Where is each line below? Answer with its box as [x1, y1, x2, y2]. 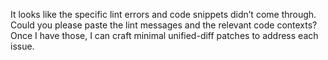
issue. [10, 40, 35, 52]
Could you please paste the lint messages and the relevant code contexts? [10, 19, 318, 31]
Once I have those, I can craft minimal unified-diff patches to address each [10, 30, 319, 41]
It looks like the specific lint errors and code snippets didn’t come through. [10, 9, 317, 20]
